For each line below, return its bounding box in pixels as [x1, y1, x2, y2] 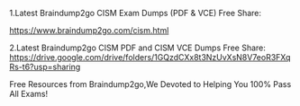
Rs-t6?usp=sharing [9, 62, 81, 72]
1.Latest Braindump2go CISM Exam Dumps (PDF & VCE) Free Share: [9, 8, 262, 18]
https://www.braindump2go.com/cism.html [9, 25, 169, 35]
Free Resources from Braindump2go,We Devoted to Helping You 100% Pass [9, 79, 292, 89]
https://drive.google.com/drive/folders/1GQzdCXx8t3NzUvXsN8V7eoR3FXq [9, 52, 291, 62]
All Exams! [9, 89, 48, 99]
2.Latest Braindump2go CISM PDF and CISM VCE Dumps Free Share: [9, 42, 266, 53]
